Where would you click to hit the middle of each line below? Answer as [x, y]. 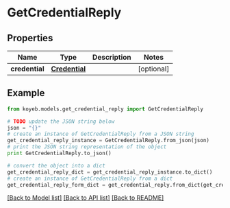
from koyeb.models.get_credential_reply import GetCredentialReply [105, 109]
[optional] [154, 69]
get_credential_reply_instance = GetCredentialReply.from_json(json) [108, 141]
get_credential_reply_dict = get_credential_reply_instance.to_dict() [110, 172]
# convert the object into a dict [56, 165]
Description [112, 57]
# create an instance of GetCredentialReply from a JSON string [101, 134]
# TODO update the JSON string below [61, 122]
